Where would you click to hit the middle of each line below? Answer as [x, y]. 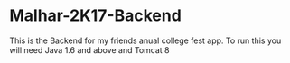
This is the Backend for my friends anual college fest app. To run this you [145, 40]
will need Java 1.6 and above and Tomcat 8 [89, 49]
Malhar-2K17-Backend [96, 16]
